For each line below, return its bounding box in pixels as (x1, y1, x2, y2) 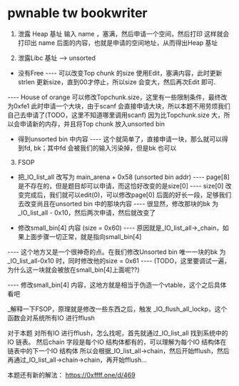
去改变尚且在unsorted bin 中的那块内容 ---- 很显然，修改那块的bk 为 (17, 199, 219, 208)
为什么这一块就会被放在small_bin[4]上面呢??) (7, 265, 141, 274)
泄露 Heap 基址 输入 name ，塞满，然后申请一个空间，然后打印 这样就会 (17, 29, 230, 38)
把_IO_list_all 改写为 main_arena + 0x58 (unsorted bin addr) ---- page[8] (17, 173, 230, 181)
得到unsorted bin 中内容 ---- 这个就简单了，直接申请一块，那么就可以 (17, 134, 223, 143)
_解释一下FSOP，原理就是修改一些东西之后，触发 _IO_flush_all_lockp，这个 (7, 305, 228, 313)
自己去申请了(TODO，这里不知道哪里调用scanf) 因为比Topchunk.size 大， (7, 111, 224, 119)
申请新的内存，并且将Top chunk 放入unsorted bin (19, 119, 166, 128)
